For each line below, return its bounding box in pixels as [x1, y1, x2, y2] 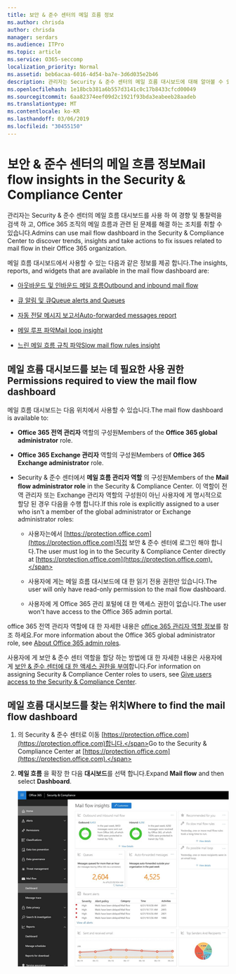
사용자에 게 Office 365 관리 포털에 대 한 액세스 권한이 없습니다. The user [27, 599, 227, 608]
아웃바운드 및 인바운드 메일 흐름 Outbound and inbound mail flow [17, 281, 199, 289]
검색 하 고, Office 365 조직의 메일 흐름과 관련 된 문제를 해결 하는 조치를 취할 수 [7, 219, 223, 228]
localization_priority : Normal [7, 63, 99, 70]
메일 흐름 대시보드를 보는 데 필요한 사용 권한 [7, 364, 184, 376]
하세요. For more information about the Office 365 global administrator [14, 631, 216, 639]
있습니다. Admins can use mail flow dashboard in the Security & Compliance [7, 228, 225, 237]
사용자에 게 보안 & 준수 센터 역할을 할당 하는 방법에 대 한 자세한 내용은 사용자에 [7, 653, 223, 662]
